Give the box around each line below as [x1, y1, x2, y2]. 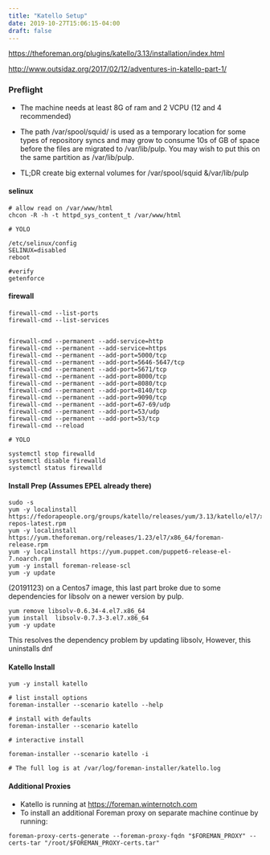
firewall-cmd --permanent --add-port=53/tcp [8, 415, 160, 423]
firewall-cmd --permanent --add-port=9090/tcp [8, 394, 167, 402]
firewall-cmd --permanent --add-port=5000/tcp [8, 351, 167, 360]
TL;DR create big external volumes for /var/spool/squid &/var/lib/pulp [19, 168, 249, 178]
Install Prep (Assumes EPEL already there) [8, 481, 152, 490]
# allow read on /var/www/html [8, 204, 113, 212]
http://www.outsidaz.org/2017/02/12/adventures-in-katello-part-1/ [8, 64, 227, 74]
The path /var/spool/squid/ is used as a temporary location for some [19, 126, 247, 137]
